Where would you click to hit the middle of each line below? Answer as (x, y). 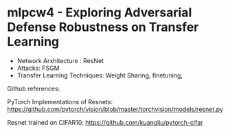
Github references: (34, 88)
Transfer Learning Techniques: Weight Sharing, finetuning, (100, 75)
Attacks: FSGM (38, 68)
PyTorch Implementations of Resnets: (60, 101)
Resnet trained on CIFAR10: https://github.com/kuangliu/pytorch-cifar (105, 122)
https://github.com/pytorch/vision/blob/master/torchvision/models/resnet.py (115, 109)
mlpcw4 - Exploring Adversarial (100, 13)
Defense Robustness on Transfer (103, 27)
